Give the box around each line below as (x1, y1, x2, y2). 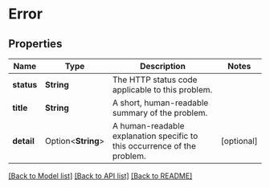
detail (12, 136, 35, 146)
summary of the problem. (112, 108, 208, 118)
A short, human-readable (112, 97, 209, 108)
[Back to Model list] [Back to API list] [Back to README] (8, 171, 193, 181)
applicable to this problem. (112, 84, 213, 95)
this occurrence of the (112, 141, 197, 151)
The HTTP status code (112, 74, 198, 85)
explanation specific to (112, 130, 198, 141)
